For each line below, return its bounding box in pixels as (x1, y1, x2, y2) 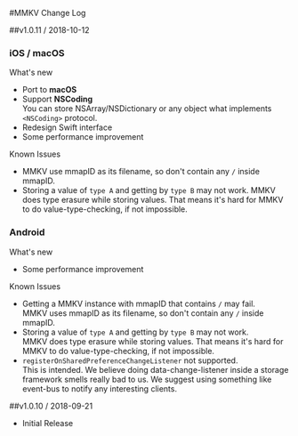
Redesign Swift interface (21, 122, 113, 133)
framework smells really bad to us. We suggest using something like (21, 374, 272, 384)
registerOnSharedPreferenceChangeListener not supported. (21, 355, 238, 366)
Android (9, 226, 45, 238)
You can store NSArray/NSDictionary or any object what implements (21, 103, 272, 114)
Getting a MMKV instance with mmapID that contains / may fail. (21, 298, 256, 309)
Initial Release (21, 417, 74, 428)
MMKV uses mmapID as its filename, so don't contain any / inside (21, 307, 264, 319)
